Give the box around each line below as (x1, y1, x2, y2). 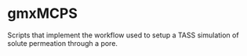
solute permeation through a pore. (7, 38, 118, 47)
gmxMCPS (7, 5, 78, 23)
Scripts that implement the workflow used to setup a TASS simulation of (7, 30, 240, 40)
